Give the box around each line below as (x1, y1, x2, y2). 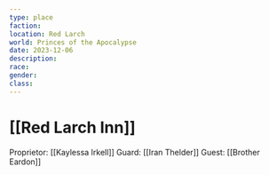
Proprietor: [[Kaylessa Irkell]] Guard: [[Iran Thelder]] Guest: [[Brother (9, 147, 260, 157)
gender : (9, 71, 38, 80)
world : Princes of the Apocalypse (9, 37, 138, 47)
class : (9, 79, 34, 88)
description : (9, 54, 58, 63)
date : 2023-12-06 (9, 46, 74, 55)
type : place (9, 12, 53, 22)
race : (9, 63, 29, 72)
